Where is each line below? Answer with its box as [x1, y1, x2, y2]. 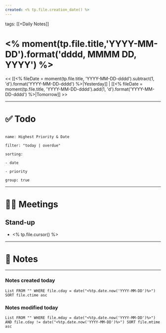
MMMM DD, [87, 48, 137, 60]
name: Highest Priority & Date [5, 134, 70, 139]
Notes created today [5, 277, 55, 284]
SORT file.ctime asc [5, 292, 48, 297]
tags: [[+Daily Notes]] [5, 21, 49, 27]
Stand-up [5, 218, 36, 227]
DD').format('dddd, [5, 48, 85, 60]
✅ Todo [5, 113, 36, 124]
